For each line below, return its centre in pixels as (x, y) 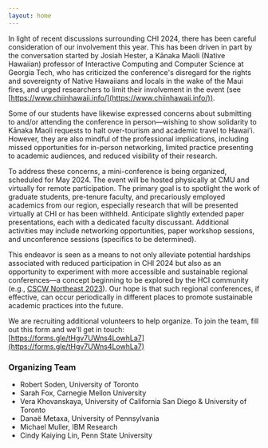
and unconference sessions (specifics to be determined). (102, 239)
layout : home (30, 16)
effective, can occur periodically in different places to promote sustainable (130, 297)
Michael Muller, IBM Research (69, 426)
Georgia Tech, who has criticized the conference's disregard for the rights (130, 72)
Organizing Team (42, 367)
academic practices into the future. (66, 305)
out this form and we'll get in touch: (67, 329)
